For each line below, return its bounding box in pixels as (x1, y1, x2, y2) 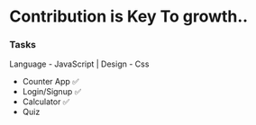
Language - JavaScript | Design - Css (9, 58, 150, 69)
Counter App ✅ (22, 76, 79, 87)
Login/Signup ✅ (22, 86, 82, 97)
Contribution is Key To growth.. (9, 6, 249, 27)
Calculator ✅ (22, 96, 70, 107)
